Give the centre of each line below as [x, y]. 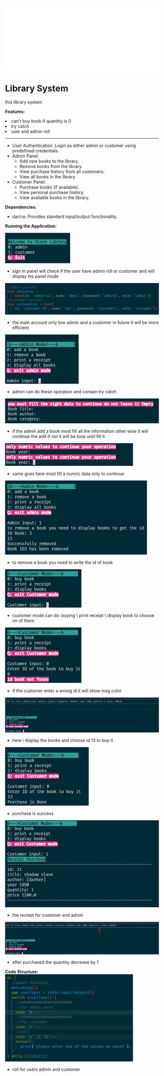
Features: [15, 112]
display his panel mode [35, 276]
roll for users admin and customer [46, 1070]
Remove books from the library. [51, 167]
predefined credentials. [36, 151]
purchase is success [33, 813]
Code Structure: [22, 972]
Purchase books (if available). [49, 187]
